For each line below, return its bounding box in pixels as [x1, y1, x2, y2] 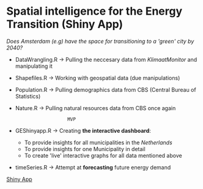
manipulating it [15, 62, 53, 70]
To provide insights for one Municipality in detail [24, 145, 146, 152]
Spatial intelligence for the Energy [6, 4, 183, 18]
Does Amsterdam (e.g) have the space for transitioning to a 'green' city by [6, 37, 194, 45]
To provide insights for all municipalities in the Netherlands [24, 139, 172, 146]
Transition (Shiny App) [6, 17, 124, 31]
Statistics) [15, 92, 41, 100]
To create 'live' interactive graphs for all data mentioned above [24, 152, 182, 159]
